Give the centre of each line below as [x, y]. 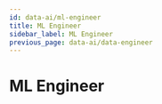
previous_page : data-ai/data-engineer [81, 42]
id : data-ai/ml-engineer [55, 17]
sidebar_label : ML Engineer [61, 34]
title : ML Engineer [45, 26]
